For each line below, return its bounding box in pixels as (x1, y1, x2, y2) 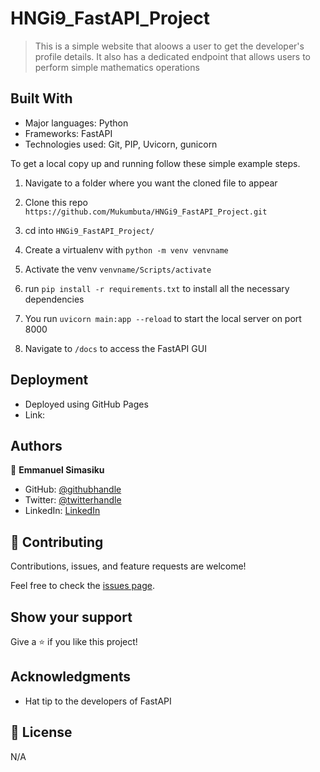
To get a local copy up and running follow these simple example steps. (10, 157, 301, 169)
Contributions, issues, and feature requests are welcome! (10, 560, 247, 572)
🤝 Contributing (10, 533, 104, 551)
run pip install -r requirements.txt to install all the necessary (24, 282, 290, 294)
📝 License (10, 724, 73, 741)
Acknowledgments (10, 668, 132, 686)
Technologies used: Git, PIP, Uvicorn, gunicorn (24, 138, 218, 150)
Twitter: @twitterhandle (24, 494, 122, 506)
